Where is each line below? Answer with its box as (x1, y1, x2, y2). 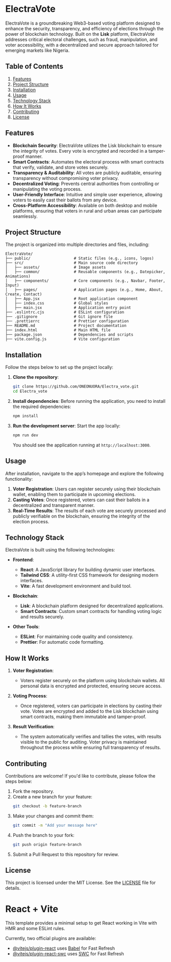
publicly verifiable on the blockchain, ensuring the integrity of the (12, 513, 150, 519)
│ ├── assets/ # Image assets (5, 265, 106, 270)
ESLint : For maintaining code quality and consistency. (20, 633, 134, 640)
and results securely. (20, 613, 65, 620)
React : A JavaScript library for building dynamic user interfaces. (20, 567, 156, 573)
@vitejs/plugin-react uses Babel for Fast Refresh (12, 945, 115, 951)
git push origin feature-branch (12, 842, 82, 847)
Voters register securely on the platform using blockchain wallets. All (20, 678, 165, 684)
